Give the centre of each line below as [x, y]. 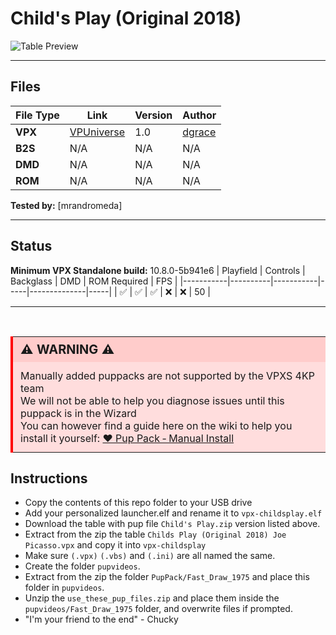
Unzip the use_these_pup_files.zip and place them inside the [152, 598]
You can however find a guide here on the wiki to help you [156, 425]
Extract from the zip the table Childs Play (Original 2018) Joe [155, 534]
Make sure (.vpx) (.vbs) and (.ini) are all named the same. [150, 556]
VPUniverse [97, 132]
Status [31, 246]
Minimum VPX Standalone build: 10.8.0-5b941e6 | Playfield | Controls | [158, 270]
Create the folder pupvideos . [82, 566]
